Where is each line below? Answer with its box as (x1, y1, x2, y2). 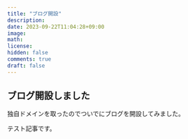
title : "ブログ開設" (7, 10, 62, 17)
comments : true (7, 56, 52, 63)
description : (7, 17, 45, 24)
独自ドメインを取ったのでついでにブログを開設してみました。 (7, 110, 185, 118)
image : (7, 29, 27, 37)
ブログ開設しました (7, 90, 90, 102)
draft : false (7, 62, 45, 69)
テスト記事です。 (7, 124, 56, 133)
